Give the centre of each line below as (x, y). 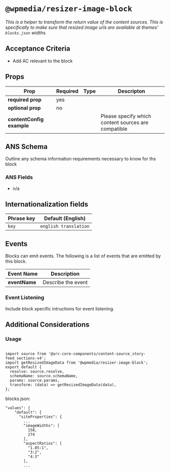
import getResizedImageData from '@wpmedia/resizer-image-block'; (77, 363)
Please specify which (126, 116)
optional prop (24, 108)
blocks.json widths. (26, 32)
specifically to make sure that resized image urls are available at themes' (82, 27)
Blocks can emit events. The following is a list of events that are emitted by (83, 256)
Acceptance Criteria (38, 49)
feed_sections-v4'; (26, 359)
